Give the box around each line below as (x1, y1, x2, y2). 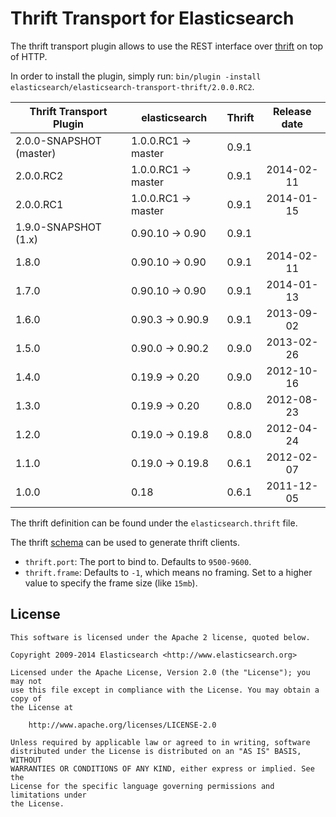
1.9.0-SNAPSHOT (15, 220, 102, 234)
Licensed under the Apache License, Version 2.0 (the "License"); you (10, 667, 311, 677)
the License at (10, 702, 74, 712)
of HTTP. (10, 50, 48, 62)
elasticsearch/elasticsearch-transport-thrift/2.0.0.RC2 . (10, 80, 255, 92)
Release (272, 104, 312, 118)
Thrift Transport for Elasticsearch (10, 7, 295, 30)
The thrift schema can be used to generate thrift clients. (10, 536, 240, 548)
